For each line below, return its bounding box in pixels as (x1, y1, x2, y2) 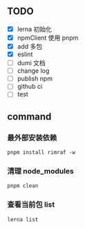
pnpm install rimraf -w (7, 149, 76, 156)
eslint (17, 50, 33, 58)
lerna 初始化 (17, 24, 52, 33)
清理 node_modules (7, 166, 75, 176)
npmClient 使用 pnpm (17, 33, 79, 42)
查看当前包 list (7, 200, 55, 210)
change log (17, 67, 50, 75)
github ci (17, 83, 43, 91)
